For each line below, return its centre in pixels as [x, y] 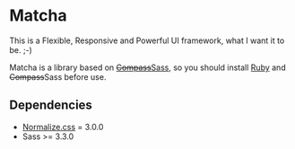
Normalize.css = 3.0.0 [63, 127]
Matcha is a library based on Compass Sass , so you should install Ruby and [147, 67]
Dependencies [51, 105]
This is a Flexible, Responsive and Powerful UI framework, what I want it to [147, 40]
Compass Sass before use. [58, 76]
